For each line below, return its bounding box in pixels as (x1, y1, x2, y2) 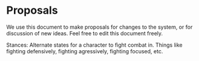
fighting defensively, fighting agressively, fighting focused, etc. (6, 47, 163, 54)
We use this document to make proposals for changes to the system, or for (6, 23, 193, 30)
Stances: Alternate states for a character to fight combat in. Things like (6, 41, 183, 48)
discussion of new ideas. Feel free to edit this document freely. (6, 29, 163, 36)
